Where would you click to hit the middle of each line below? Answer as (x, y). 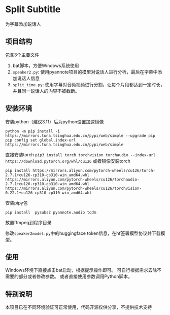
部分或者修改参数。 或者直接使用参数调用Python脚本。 (76, 276)
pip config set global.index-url (41, 140)
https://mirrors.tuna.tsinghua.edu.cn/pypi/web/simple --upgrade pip (80, 135)
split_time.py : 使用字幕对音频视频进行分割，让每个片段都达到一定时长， (89, 84)
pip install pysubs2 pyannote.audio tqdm (51, 212)
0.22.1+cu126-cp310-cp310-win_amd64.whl (49, 193)
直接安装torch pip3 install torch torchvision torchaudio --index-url (80, 154)
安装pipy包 (16, 203)
